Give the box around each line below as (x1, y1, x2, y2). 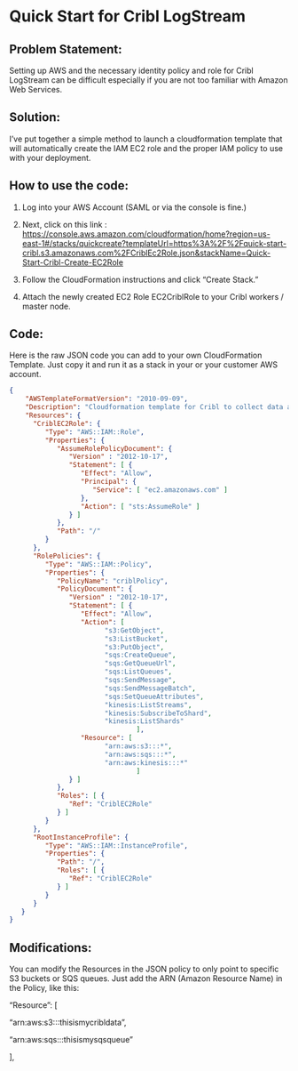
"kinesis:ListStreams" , (104, 700, 192, 709)
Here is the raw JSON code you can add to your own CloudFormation (9, 350, 263, 361)
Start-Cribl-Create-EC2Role (21, 256, 124, 268)
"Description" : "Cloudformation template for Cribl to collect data (25, 403, 284, 412)
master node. (21, 301, 71, 311)
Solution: (9, 109, 60, 125)
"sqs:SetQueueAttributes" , (104, 692, 204, 701)
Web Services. (9, 85, 63, 94)
